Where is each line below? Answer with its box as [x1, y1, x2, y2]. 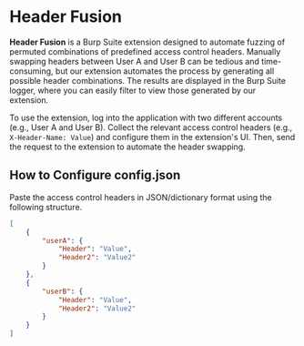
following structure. [9, 201, 83, 212]
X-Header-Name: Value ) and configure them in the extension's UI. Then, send [9, 131, 296, 142]
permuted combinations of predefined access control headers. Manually [9, 46, 281, 56]
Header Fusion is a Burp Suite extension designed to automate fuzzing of [9, 36, 285, 47]
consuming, [9, 66, 54, 76]
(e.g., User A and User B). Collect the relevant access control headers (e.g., [9, 121, 293, 133]
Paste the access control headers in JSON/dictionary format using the [9, 191, 273, 202]
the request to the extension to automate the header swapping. [9, 141, 246, 152]
